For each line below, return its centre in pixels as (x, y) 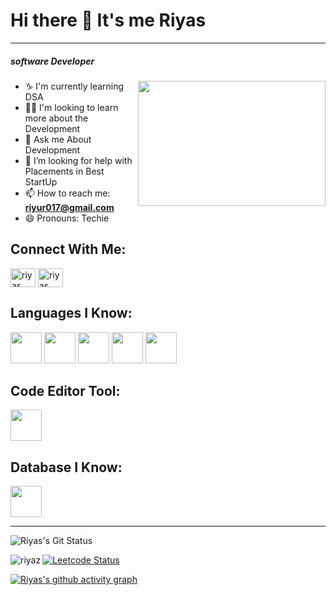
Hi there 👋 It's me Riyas (108, 20)
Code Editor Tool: (65, 390)
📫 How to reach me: (67, 193)
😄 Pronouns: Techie (67, 218)
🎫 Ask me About (58, 139)
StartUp (41, 181)
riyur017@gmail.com (69, 207)
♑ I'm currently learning (74, 86)
